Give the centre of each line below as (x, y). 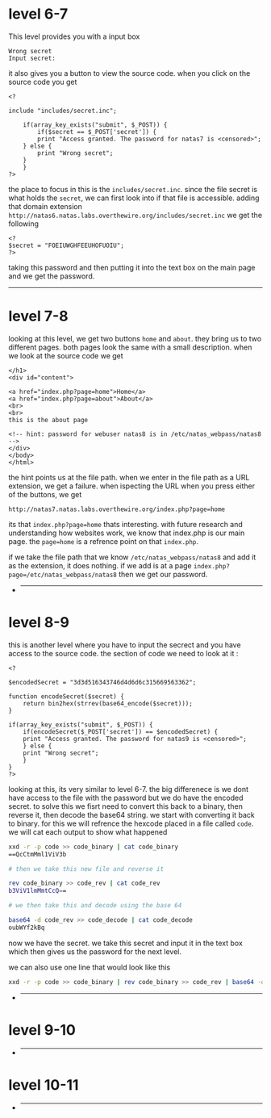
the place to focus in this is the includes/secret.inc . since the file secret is (133, 189)
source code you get (43, 82)
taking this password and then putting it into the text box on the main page (132, 267)
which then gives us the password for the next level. (95, 951)
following (23, 224)
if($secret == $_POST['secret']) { (97, 132)
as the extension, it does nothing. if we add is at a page (100, 565)
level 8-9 (39, 623)
